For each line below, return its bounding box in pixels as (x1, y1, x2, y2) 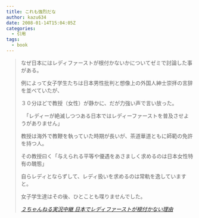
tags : (6, 36, 20, 42)
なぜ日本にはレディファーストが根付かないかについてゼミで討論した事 (20, 59, 192, 66)
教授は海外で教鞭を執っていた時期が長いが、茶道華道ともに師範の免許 (20, 132, 193, 139)
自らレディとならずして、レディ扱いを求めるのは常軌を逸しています (20, 173, 186, 180)
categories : (6, 25, 36, 32)
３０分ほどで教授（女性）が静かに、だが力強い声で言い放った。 (20, 99, 178, 106)
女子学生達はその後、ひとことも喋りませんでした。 (20, 192, 146, 200)
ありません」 (31, 119, 63, 127)
